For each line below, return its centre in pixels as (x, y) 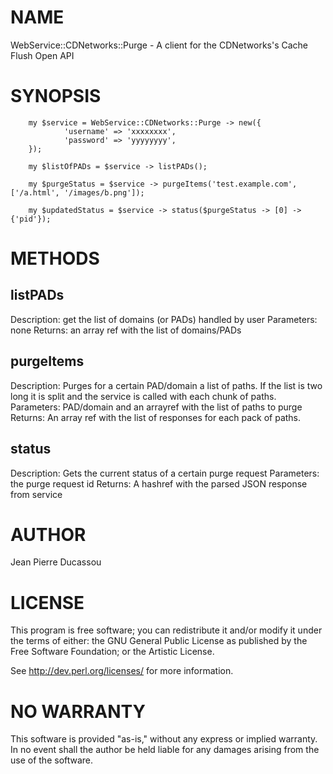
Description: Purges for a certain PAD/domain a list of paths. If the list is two (166, 385)
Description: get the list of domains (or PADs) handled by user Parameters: (164, 319)
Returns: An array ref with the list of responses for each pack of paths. (156, 417)
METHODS (55, 258)
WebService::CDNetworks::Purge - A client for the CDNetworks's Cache (159, 45)
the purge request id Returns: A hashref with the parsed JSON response (159, 483)
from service (36, 494)
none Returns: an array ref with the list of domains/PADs (126, 330)
